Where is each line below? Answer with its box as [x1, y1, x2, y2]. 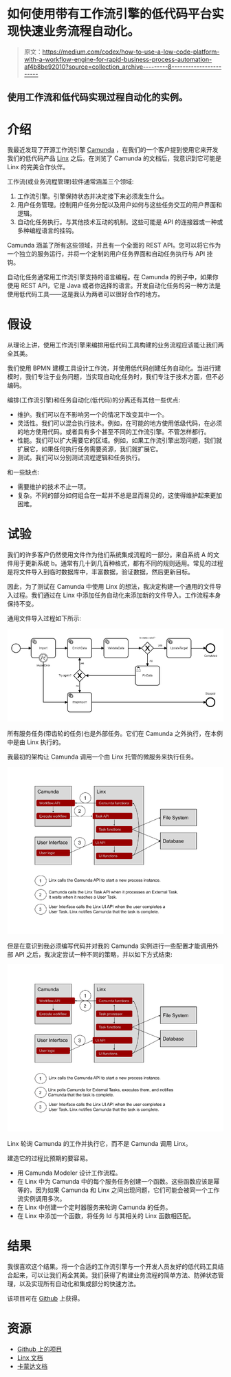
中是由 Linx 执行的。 [7, 738, 65, 746]
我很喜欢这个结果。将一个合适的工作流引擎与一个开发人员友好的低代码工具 [7, 1262, 218, 1270]
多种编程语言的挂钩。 [16, 226, 78, 235]
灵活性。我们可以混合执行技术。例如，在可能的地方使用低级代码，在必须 [16, 419, 222, 427]
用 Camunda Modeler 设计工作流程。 [16, 1169, 122, 1177]
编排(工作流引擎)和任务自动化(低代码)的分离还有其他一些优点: [7, 396, 181, 404]
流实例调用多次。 [16, 1194, 66, 1202]
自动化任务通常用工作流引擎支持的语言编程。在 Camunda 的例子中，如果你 [7, 273, 219, 281]
